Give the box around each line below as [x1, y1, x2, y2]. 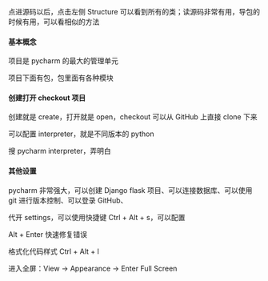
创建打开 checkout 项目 [8, 93, 86, 102]
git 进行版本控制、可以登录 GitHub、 [8, 195, 128, 205]
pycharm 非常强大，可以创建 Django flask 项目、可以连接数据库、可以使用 [8, 185, 253, 195]
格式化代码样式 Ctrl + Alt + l [8, 247, 100, 256]
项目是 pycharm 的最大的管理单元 [8, 56, 118, 66]
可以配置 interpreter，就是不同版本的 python [8, 129, 154, 138]
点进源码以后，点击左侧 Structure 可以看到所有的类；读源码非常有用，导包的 [8, 7, 261, 16]
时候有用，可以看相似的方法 [8, 17, 100, 26]
